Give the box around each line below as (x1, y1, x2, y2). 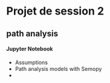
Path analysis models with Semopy (15, 65, 102, 72)
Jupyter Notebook (6, 45, 53, 53)
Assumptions (15, 59, 48, 66)
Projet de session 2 (6, 4, 105, 18)
